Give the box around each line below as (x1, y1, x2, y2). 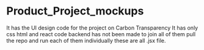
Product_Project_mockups (6, 4, 144, 18)
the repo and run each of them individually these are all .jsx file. (6, 37, 166, 44)
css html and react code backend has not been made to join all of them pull (6, 30, 196, 37)
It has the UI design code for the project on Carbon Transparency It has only (6, 24, 199, 31)
